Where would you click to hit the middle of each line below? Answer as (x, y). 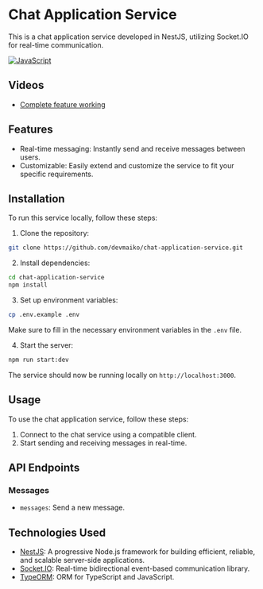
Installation (37, 199)
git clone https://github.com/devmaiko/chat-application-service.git (126, 248)
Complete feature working (62, 104)
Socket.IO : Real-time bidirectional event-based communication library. (135, 568)
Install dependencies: (55, 263)
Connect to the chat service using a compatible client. (108, 434)
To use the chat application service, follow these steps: (99, 419)
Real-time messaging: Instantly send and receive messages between (132, 148)
